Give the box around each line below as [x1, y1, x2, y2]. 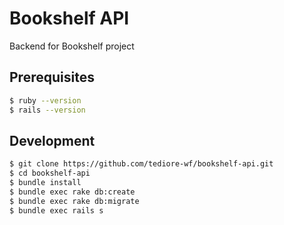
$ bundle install [9, 178, 82, 188]
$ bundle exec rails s [9, 205, 104, 216]
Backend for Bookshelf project [9, 40, 135, 52]
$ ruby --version [9, 95, 82, 106]
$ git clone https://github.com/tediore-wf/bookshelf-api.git [9, 159, 274, 169]
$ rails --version [9, 105, 86, 115]
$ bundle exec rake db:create [9, 187, 136, 197]
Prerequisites [9, 69, 95, 86]
